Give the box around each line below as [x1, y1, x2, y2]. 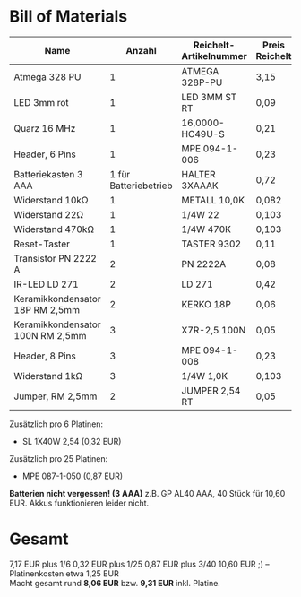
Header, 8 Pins [13, 350, 76, 362]
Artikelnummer [181, 49, 248, 62]
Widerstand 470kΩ [13, 222, 95, 235]
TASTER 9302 [181, 238, 242, 250]
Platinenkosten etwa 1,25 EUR [9, 567, 119, 579]
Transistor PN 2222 [13, 252, 97, 264]
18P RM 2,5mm [13, 303, 81, 316]
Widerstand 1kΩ [13, 369, 83, 382]
